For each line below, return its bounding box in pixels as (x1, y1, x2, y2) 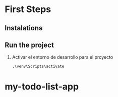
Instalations (5, 24, 43, 32)
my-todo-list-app (5, 81, 79, 92)
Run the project (5, 40, 54, 49)
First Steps (5, 4, 51, 15)
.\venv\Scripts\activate (12, 64, 65, 69)
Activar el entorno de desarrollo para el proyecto (12, 54, 113, 60)
